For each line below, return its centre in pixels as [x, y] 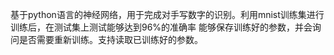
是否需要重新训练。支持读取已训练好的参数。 [110, 39]
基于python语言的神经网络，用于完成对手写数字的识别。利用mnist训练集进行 [167, 14]
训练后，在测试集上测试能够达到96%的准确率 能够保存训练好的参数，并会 [161, 27]
